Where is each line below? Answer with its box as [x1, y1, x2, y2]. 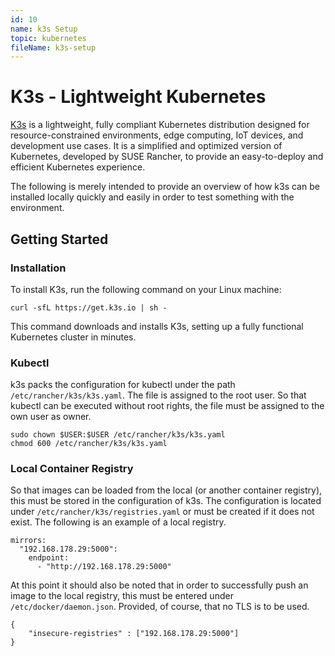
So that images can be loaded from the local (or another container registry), [10, 484, 323, 496]
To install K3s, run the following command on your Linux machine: [10, 283, 282, 295]
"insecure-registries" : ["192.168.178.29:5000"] [28, 629, 240, 639]
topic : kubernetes [10, 33, 87, 43]
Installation [10, 261, 67, 275]
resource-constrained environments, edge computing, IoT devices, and [10, 129, 304, 141]
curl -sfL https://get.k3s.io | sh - [10, 302, 168, 313]
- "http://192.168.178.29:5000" [36, 562, 172, 572]
